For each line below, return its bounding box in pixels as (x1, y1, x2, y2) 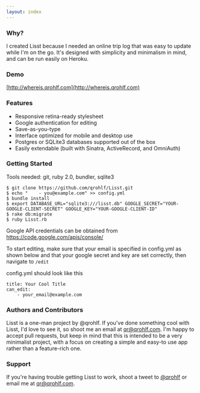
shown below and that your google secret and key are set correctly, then (6, 251, 187, 259)
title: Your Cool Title (6, 281, 66, 287)
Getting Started (6, 159, 52, 168)
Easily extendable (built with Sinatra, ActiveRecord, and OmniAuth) (14, 144, 181, 152)
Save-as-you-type (14, 125, 61, 132)
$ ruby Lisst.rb (6, 216, 47, 223)
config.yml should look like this (6, 269, 83, 277)
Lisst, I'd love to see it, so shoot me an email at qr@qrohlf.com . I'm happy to (6, 326, 195, 333)
